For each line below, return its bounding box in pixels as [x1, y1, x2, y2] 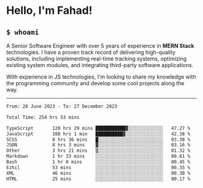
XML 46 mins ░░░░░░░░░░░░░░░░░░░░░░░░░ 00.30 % [6, 170, 190, 176]
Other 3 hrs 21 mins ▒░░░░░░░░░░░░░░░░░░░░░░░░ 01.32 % [6, 147, 190, 154]
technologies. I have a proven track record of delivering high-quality [6, 49, 176, 56]
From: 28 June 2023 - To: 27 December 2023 [6, 103, 118, 109]
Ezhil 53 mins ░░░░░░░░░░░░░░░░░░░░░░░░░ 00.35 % [6, 164, 190, 170]
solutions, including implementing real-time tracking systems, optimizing [6, 55, 187, 62]
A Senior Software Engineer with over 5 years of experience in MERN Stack [6, 42, 195, 49]
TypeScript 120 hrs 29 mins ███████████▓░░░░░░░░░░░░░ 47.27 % [6, 125, 190, 131]
